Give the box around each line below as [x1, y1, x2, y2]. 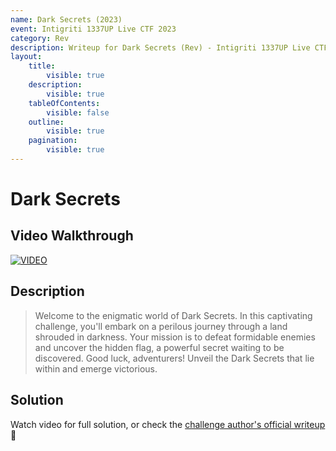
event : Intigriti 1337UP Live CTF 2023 [10, 24, 177, 34]
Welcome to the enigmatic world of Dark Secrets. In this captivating [34, 309, 313, 321]
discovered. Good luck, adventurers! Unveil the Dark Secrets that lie [34, 352, 315, 364]
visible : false [46, 107, 110, 118]
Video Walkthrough [10, 227, 134, 245]
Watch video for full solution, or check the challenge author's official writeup [10, 418, 326, 430]
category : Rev [10, 33, 70, 43]
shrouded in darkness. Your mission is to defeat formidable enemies [34, 331, 316, 343]
